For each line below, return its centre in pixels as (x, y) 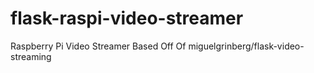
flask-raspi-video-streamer (127, 18)
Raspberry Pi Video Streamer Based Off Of (98, 46)
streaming (31, 56)
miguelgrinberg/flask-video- (246, 46)
